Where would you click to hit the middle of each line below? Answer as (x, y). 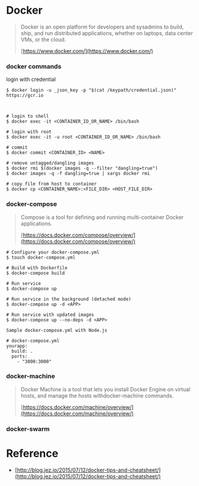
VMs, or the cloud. (43, 39)
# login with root (29, 132)
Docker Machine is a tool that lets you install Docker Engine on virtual (105, 389)
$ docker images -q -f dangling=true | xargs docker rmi (78, 174)
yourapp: (17, 346)
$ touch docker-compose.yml (41, 257)
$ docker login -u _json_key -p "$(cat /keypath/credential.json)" (91, 90)
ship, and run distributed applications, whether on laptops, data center (107, 33)
